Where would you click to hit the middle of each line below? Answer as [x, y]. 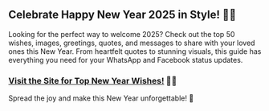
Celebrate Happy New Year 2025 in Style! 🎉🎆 [122, 15]
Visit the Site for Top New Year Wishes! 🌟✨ [93, 80]
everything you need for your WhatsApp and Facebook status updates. [126, 60]
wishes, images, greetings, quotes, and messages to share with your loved [132, 43]
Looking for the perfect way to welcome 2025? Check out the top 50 [122, 34]
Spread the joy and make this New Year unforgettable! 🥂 [101, 98]
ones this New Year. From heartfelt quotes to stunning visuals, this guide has [135, 51]
